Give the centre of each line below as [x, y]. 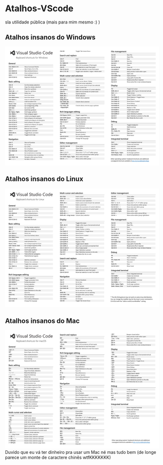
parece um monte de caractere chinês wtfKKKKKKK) [58, 458]
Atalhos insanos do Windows [50, 37]
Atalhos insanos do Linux [44, 179]
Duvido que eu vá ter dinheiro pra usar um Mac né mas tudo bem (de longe [81, 452]
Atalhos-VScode [39, 9]
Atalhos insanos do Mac [42, 321]
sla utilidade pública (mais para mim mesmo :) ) [52, 22]
